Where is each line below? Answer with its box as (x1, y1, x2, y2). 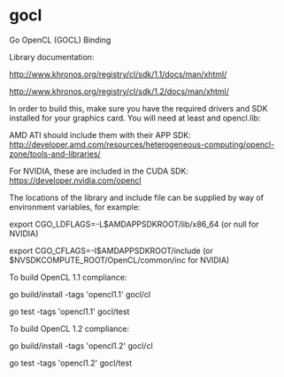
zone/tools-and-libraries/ (9, 148, 101, 159)
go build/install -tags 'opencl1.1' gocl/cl (9, 289, 151, 299)
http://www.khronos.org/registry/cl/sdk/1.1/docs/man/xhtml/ (9, 68, 227, 80)
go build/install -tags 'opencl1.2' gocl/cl (9, 340, 153, 350)
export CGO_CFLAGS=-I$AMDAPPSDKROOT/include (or (9, 245, 214, 256)
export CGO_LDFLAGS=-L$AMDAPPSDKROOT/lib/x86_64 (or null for (9, 219, 259, 229)
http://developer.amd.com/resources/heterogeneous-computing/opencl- (9, 139, 275, 150)
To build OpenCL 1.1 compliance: (9, 272, 127, 282)
